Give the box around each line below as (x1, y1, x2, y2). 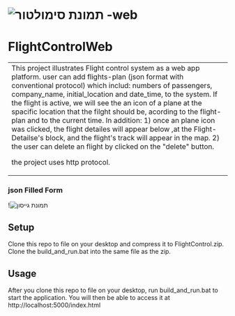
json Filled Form (8, 186, 63, 195)
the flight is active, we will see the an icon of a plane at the (11, 98, 202, 108)
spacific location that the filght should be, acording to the (11, 107, 199, 116)
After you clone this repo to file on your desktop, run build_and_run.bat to (8, 286, 219, 294)
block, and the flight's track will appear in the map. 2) (45, 133, 220, 143)
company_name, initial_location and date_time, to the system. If (11, 89, 218, 99)
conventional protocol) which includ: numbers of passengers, (11, 81, 213, 91)
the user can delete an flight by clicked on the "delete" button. (11, 142, 215, 151)
